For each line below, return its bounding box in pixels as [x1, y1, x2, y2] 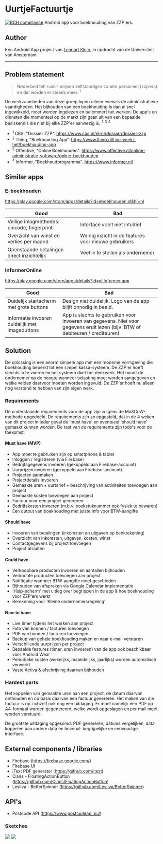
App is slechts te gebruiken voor [62, 312, 136, 318]
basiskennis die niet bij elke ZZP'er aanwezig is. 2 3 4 [5, 119, 111, 126]
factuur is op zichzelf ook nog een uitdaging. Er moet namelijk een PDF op [5, 700, 153, 706]
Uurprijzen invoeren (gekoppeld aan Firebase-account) [12, 466, 123, 473]
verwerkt [12, 662, 31, 668]
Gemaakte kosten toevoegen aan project [12, 493, 94, 498]
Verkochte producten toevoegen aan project [12, 573, 101, 579]
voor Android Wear [12, 651, 50, 658]
